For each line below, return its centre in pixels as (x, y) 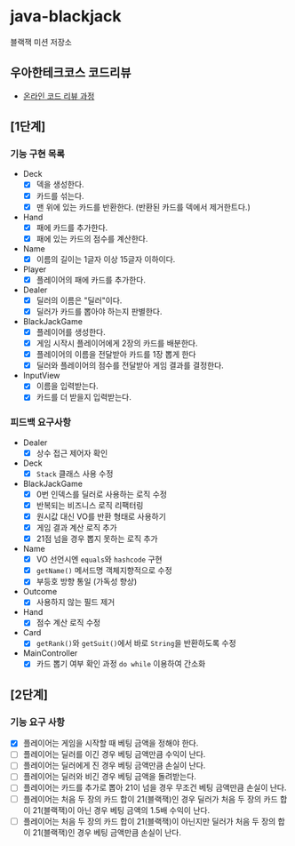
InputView (41, 376)
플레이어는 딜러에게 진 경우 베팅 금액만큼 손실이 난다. (114, 765)
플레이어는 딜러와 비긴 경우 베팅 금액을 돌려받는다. (109, 777)
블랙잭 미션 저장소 (41, 42)
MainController (50, 653)
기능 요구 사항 (38, 722)
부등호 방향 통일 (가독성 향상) (87, 582)
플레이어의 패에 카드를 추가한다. (91, 279)
